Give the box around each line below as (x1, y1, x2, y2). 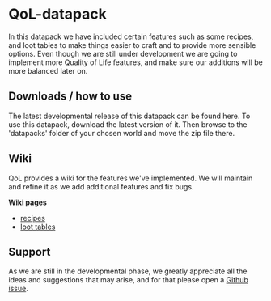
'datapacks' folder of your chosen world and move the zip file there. (8, 128, 235, 138)
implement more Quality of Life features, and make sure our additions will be (8, 57, 263, 67)
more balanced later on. (8, 66, 88, 75)
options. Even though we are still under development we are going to (8, 49, 238, 58)
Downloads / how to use (8, 90, 132, 104)
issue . (8, 284, 28, 294)
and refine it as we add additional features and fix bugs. (8, 181, 194, 191)
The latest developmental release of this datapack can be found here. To (8, 111, 251, 121)
